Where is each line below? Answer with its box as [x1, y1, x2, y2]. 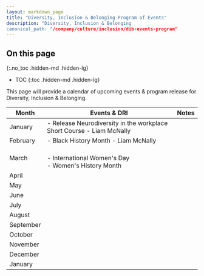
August [9, 210, 30, 219]
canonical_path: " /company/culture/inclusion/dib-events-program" [6, 25, 178, 32]
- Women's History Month [46, 161, 122, 170]
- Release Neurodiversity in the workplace [46, 119, 168, 127]
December [9, 250, 39, 258]
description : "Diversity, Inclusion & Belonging [6, 20, 132, 26]
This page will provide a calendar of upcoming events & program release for [6, 88, 197, 95]
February [9, 136, 35, 145]
